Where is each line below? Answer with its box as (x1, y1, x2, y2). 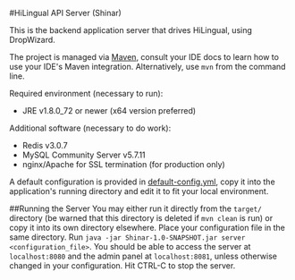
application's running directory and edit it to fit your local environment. (9, 186, 269, 196)
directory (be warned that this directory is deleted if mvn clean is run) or (9, 213, 274, 223)
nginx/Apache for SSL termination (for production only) (21, 159, 225, 169)
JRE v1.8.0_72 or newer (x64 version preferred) (21, 106, 197, 115)
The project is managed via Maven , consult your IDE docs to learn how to (9, 52, 280, 62)
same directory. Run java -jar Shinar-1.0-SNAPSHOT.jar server (9, 232, 246, 242)
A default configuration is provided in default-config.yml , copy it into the (9, 176, 275, 187)
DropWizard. (9, 35, 55, 45)
